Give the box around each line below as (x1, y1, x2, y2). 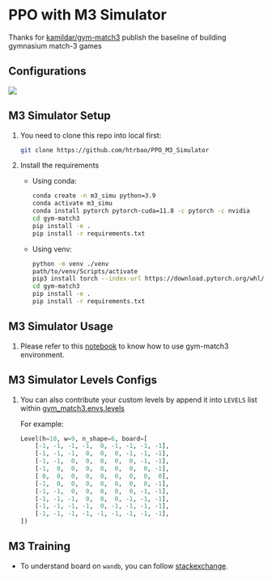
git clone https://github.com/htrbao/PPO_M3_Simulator (19, 146, 210, 154)
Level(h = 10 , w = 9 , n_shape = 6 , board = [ (19, 434, 148, 442)
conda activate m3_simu (32, 200, 113, 208)
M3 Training (8, 539, 71, 553)
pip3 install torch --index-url (32, 275, 142, 283)
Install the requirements (19, 160, 100, 171)
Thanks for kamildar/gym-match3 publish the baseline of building (8, 32, 227, 42)
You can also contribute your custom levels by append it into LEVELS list (19, 395, 257, 404)
